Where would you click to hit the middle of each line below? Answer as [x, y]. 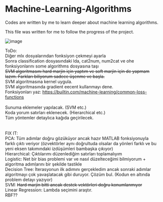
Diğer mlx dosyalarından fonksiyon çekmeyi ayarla [55, 56]
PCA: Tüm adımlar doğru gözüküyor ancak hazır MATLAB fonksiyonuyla [77, 138]
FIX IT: [11, 133]
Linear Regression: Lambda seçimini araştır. [49, 190]
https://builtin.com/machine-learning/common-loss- [95, 92]
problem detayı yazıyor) [29, 179]
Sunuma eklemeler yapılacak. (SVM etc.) [46, 107]
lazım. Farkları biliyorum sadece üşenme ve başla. [55, 76]
